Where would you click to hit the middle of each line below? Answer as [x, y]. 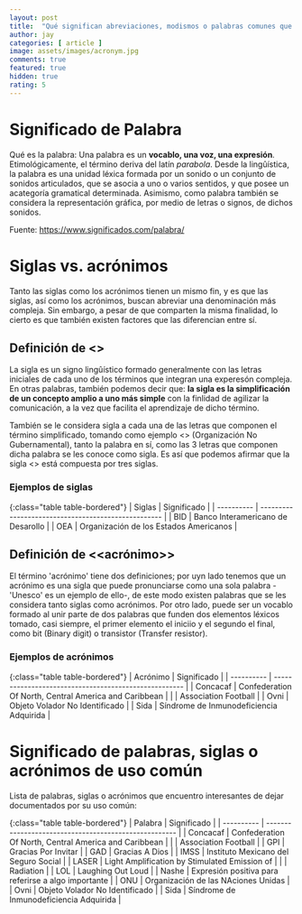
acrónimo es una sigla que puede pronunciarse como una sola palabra [140, 586]
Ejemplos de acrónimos [62, 657]
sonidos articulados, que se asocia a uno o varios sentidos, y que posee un [149, 183]
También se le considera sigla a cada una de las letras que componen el [143, 426]
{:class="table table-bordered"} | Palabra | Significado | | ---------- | [137, 823]
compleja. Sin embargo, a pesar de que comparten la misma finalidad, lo [144, 310]
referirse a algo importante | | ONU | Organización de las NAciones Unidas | [150, 880]
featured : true [38, 69]
